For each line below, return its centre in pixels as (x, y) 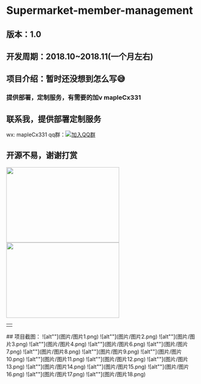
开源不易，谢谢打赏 (42, 155)
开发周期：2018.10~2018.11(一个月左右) (80, 56)
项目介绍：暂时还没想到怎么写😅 (66, 79)
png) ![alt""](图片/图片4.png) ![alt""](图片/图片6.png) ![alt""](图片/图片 (102, 344)
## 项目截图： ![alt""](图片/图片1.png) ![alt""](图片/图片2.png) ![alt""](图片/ (98, 337)
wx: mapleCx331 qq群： (36, 135)
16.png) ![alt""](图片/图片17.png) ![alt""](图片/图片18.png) (76, 374)
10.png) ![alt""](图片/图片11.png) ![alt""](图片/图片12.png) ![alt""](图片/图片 (97, 359)
